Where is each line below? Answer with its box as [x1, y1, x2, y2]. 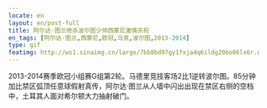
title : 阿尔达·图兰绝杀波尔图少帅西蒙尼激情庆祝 [8, 26, 149, 34]
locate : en [8, 11, 44, 20]
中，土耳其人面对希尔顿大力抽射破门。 [8, 91, 133, 100]
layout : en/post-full [8, 19, 80, 27]
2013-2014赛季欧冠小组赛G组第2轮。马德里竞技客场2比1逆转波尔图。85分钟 [8, 71, 256, 80]
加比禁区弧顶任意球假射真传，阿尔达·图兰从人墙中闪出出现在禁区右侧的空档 [8, 81, 254, 91]
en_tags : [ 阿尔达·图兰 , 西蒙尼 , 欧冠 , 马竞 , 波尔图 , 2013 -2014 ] [8, 33, 190, 42]
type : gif [8, 41, 41, 49]
